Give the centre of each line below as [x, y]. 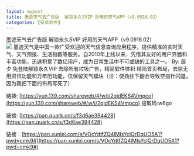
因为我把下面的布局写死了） [40, 84]
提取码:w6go [157, 103]
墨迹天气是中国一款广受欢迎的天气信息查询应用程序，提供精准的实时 [95, 47]
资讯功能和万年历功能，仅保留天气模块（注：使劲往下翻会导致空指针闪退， [101, 76]
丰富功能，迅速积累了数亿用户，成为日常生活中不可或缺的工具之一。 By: [93, 61]
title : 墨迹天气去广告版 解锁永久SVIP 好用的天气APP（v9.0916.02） [83, 17]
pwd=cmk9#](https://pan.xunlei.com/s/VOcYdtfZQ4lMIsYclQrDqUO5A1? [93, 141]
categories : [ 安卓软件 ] [33, 22]
